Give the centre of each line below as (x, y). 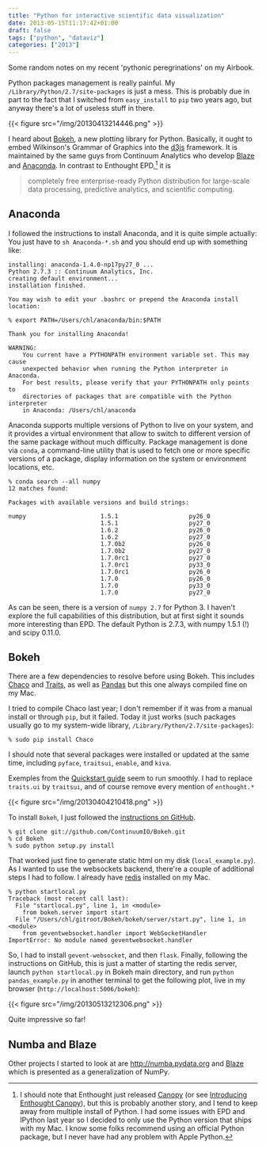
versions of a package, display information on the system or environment (127, 458)
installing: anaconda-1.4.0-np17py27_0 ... (81, 265)
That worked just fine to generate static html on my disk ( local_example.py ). (132, 861)
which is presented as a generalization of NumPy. (89, 1072)
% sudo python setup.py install (61, 846)
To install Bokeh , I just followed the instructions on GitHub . (102, 818)
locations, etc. (31, 467)
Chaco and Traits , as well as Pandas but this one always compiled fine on (128, 685)
